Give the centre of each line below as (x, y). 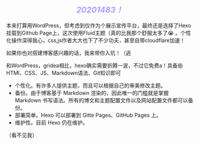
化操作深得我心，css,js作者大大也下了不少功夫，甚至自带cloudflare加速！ (96, 40)
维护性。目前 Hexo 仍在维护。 (51, 122)
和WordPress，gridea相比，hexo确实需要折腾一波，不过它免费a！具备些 (94, 65)
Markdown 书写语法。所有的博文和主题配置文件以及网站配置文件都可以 (101, 100)
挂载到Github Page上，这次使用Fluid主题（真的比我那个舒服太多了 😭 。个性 (99, 33)
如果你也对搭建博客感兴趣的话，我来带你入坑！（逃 (69, 53)
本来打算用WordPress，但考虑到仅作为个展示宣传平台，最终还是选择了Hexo (99, 25)
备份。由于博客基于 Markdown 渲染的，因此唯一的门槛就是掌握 (92, 92)
